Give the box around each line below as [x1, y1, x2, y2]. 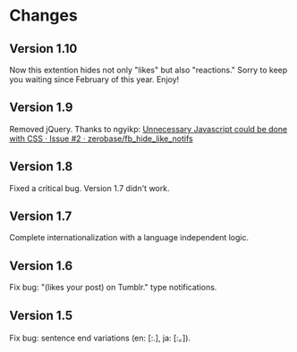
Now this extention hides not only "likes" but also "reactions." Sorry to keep [9, 64, 288, 75]
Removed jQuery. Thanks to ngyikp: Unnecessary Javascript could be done [9, 123, 288, 134]
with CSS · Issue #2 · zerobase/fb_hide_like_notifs [9, 133, 194, 144]
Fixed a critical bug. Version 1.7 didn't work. [9, 182, 170, 193]
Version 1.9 [9, 100, 73, 115]
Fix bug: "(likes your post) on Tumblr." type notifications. [9, 282, 217, 293]
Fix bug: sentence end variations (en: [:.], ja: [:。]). [9, 332, 191, 344]
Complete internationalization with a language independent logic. [9, 232, 249, 243]
